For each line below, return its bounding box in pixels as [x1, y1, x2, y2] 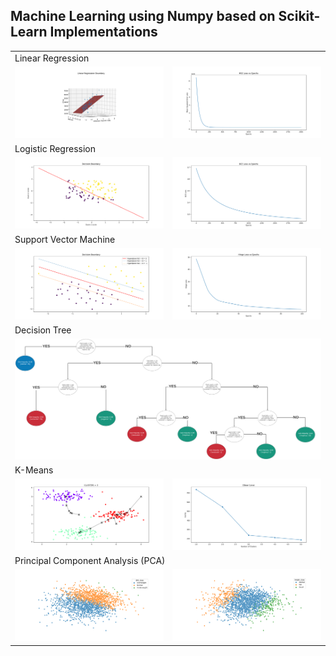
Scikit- [278, 8, 321, 25]
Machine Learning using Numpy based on [10, 8, 276, 25]
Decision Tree [14, 324, 72, 336]
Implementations [49, 24, 158, 41]
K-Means [14, 464, 54, 476]
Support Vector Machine [14, 233, 116, 245]
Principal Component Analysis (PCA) [14, 555, 166, 567]
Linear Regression [14, 52, 90, 64]
